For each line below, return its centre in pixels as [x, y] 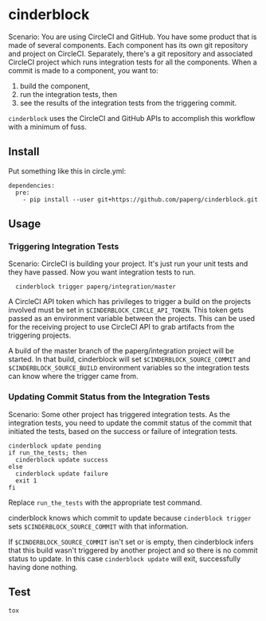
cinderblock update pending [55, 446]
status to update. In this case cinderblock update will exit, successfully [125, 558]
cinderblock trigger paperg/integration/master [96, 287]
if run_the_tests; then [48, 453]
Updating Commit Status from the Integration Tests [109, 397]
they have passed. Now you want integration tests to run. [102, 272]
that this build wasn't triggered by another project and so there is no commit [133, 550]
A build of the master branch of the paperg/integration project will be [121, 351]
